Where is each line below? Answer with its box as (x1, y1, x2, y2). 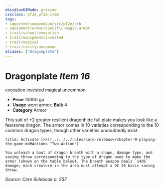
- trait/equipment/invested (5, 35, 64, 40)
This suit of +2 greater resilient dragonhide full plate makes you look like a (5, 117, 157, 123)
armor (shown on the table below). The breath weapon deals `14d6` (5, 159, 149, 164)
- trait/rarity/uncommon (5, 44, 57, 49)
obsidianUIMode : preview (5, 7, 57, 12)
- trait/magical (5, 40, 39, 45)
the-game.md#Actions (5, 142, 48, 147)
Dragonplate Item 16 (5, 70, 90, 82)
